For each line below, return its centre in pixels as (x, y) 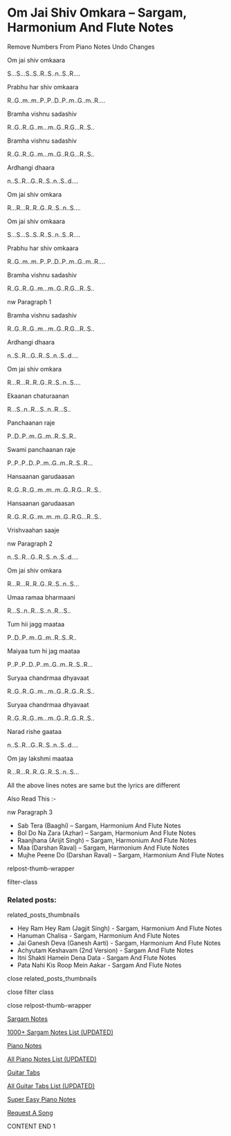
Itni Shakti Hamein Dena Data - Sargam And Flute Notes (96, 958)
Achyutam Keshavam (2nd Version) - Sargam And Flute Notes (105, 950)
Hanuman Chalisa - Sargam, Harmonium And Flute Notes (98, 936)
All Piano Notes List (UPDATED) (52, 1059)
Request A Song (30, 1113)
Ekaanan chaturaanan (38, 396)
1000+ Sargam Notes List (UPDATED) (61, 1032)
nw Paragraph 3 (30, 812)
